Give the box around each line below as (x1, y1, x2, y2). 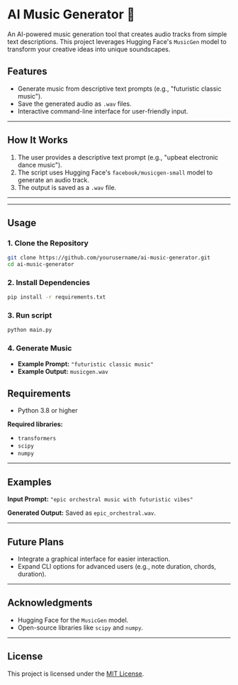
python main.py (7, 326, 52, 334)
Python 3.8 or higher (17, 406, 78, 415)
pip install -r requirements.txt (7, 294, 106, 301)
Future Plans (7, 535, 64, 548)
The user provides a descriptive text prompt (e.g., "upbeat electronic (17, 152, 219, 162)
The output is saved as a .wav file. (17, 183, 117, 191)
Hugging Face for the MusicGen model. (17, 616, 129, 624)
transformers (17, 435, 57, 442)
